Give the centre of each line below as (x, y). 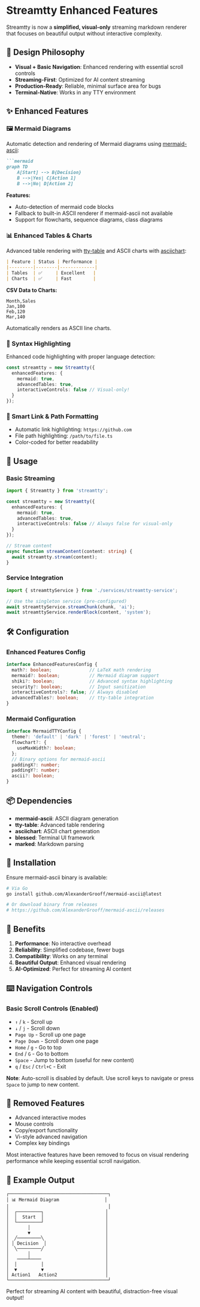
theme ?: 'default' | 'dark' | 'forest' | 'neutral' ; (79, 737)
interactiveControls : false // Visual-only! (73, 390)
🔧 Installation (31, 863)
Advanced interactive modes (50, 1118)
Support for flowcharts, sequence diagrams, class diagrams (89, 219)
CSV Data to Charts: (32, 290)
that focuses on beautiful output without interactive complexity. (84, 33)
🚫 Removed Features (46, 1103)
